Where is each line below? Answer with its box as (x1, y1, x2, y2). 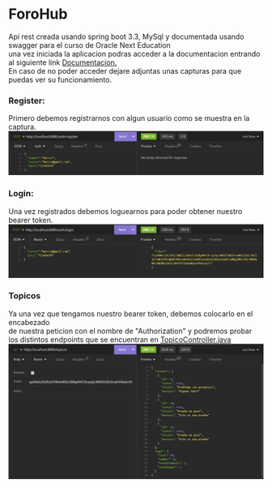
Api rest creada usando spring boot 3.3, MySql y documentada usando (8, 32, 244, 41)
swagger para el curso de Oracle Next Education (8, 40, 172, 49)
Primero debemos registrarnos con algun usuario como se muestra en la (8, 113, 250, 123)
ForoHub (8, 5, 68, 24)
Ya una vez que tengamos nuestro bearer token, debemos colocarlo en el (8, 309, 253, 319)
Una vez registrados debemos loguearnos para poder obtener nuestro (8, 206, 243, 216)
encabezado (8, 317, 50, 327)
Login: (8, 188, 34, 199)
